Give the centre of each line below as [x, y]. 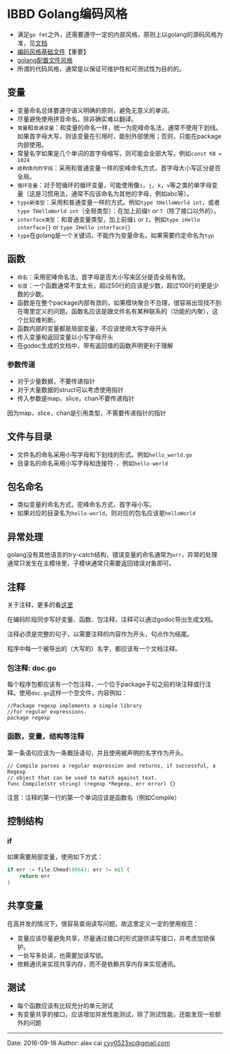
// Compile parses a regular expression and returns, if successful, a [111, 766]
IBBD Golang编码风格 [67, 14]
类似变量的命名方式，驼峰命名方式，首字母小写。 [86, 505]
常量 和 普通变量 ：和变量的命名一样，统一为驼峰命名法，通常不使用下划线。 [119, 127]
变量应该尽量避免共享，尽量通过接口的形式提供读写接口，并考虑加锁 [113, 938]
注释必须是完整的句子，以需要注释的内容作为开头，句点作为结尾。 [100, 634]
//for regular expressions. [47, 712]
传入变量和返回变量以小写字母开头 [65, 336]
